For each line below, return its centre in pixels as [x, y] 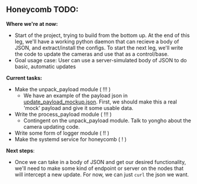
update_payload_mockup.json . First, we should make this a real [100, 102]
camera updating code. [52, 126]
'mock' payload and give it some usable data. [78, 108]
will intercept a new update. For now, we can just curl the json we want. [102, 174]
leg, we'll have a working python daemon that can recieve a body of [97, 41]
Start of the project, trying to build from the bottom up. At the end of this [102, 35]
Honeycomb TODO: [42, 10]
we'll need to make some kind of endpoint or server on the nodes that [99, 168]
